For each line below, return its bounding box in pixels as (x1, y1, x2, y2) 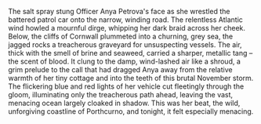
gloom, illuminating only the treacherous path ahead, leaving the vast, (8, 90, 234, 99)
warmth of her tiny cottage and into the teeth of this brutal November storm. (8, 74, 254, 82)
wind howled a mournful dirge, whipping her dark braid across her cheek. (8, 24, 245, 32)
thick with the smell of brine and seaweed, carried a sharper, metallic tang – (8, 49, 253, 57)
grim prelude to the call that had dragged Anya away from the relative (8, 65, 233, 74)
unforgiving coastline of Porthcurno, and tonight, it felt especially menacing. (8, 107, 254, 116)
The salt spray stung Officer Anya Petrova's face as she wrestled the (8, 7, 230, 16)
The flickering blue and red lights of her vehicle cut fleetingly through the (8, 82, 245, 91)
